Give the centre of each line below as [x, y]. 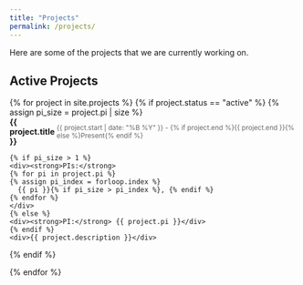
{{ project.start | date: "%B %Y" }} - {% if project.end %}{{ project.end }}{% [175, 127]
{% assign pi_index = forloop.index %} [85, 182]
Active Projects [54, 81]
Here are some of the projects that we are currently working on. [129, 52]
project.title [32, 132]
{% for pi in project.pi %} [63, 174]
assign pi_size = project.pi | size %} [76, 112]
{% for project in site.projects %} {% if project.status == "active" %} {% [145, 103]
